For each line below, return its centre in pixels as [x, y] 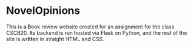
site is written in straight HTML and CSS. [55, 39]
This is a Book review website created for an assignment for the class [90, 27]
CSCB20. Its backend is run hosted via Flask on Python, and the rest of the [96, 32]
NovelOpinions [43, 11]
